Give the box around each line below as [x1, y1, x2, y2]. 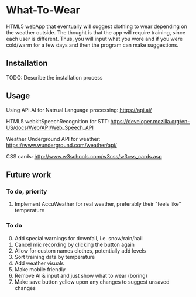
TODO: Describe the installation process [6, 74, 103, 81]
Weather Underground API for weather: [6, 135, 101, 142]
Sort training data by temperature [14, 253, 95, 260]
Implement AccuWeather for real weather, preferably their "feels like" [14, 201, 181, 208]
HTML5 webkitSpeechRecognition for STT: [6, 118, 109, 125]
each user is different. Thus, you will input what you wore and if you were [6, 35, 183, 42]
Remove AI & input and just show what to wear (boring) [14, 272, 147, 279]
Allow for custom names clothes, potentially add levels [14, 247, 146, 254]
